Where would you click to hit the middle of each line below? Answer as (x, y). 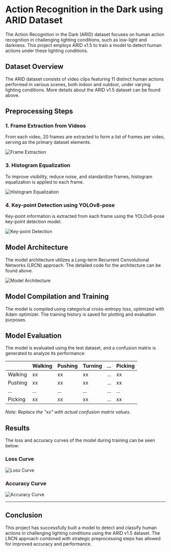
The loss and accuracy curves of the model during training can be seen (80, 440)
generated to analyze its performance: (45, 354)
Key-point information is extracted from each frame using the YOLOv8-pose (85, 216)
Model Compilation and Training (57, 297)
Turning (92, 366)
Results (18, 428)
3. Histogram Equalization (38, 165)
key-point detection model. (34, 222)
